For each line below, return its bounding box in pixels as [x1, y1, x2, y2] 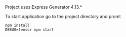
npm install [5, 23, 30, 28]
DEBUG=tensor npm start [5, 27, 54, 32]
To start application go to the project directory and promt [5, 14, 121, 19]
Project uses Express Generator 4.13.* [5, 4, 83, 10]
